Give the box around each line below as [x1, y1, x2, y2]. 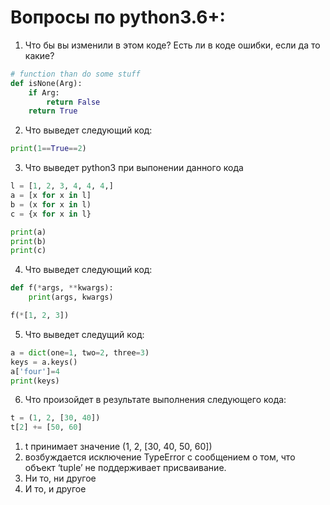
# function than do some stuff [10, 69, 141, 79]
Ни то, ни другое [24, 472, 97, 485]
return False [46, 97, 101, 107]
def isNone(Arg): [10, 78, 83, 88]
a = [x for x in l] [10, 191, 92, 201]
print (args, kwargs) [28, 292, 114, 303]
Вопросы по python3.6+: [10, 6, 226, 29]
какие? [24, 49, 55, 61]
